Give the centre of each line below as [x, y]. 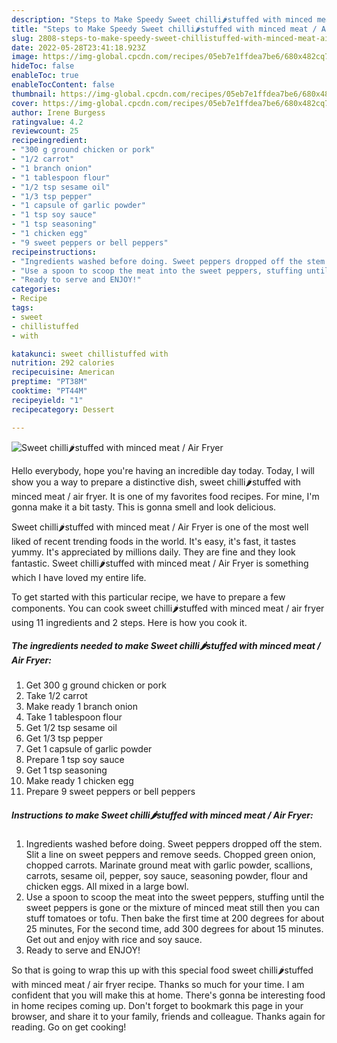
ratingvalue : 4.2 [47, 122]
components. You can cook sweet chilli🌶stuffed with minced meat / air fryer [168, 608]
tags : [22, 308]
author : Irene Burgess [58, 112]
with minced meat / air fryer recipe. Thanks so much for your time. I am [158, 985]
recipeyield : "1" [47, 400]
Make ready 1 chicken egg [79, 781]
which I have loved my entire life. [79, 577]
